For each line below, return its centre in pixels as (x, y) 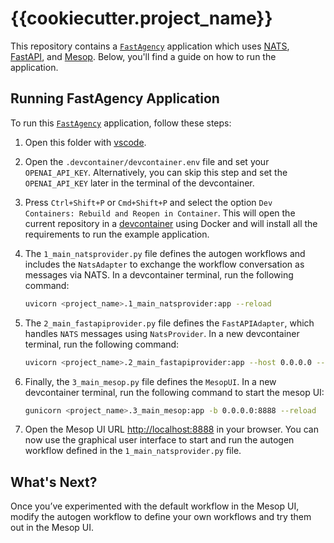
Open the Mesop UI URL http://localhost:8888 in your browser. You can (171, 429)
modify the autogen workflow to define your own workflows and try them (161, 517)
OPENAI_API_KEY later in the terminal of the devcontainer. (139, 183)
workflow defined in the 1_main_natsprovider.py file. (133, 451)
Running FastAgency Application (115, 98)
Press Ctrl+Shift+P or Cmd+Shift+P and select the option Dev (148, 202)
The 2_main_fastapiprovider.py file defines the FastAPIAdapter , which (169, 323)
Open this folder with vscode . (85, 142)
